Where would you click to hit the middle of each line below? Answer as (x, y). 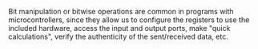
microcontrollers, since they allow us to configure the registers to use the (129, 20)
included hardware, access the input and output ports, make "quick (119, 28)
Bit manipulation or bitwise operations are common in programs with (121, 11)
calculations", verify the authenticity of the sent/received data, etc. (118, 36)
